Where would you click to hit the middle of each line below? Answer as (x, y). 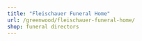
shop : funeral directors (43, 26)
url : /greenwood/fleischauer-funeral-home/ (71, 20)
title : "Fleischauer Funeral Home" (59, 14)
